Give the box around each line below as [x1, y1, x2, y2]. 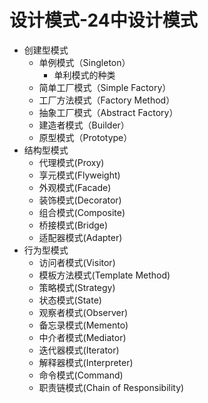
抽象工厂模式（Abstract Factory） [38, 106, 179, 118]
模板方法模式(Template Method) [38, 269, 171, 281]
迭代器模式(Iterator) [38, 344, 120, 356]
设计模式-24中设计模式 [9, 9, 198, 32]
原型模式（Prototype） [38, 131, 133, 143]
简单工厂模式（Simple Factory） [38, 81, 172, 93]
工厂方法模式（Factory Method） [38, 94, 176, 106]
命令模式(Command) [38, 369, 124, 381]
